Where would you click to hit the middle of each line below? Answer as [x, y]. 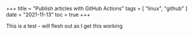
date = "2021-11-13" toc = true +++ [48, 15]
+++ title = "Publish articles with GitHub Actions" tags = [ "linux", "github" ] [97, 8]
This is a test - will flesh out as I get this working [65, 26]
